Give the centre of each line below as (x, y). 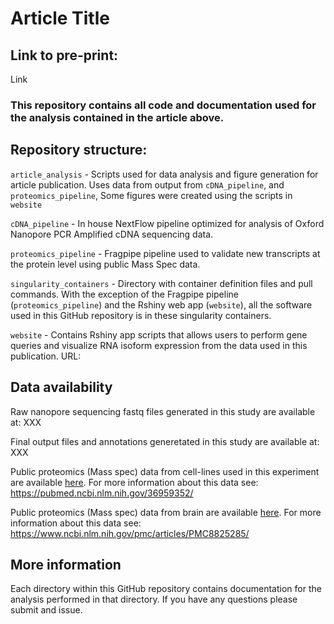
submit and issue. (46, 610)
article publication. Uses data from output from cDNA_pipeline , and (147, 184)
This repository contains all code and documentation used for (163, 105)
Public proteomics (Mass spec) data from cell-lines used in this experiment (165, 471)
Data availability (61, 387)
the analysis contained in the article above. (117, 117)
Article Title (60, 18)
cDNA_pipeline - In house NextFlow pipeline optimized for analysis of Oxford (167, 223)
